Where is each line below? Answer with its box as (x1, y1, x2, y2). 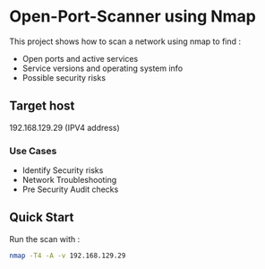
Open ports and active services (21, 53, 139, 64)
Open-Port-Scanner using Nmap (9, 6, 257, 27)
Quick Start (9, 210, 74, 225)
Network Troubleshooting (21, 175, 117, 186)
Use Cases (9, 144, 57, 157)
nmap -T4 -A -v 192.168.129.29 (9, 251, 126, 260)
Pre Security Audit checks (21, 184, 119, 195)
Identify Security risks (21, 165, 104, 176)
